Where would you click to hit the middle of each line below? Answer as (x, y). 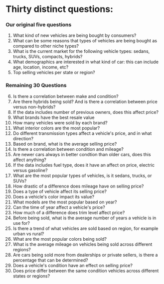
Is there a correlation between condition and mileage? (68, 149)
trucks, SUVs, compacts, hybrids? (48, 57)
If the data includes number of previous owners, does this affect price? (86, 112)
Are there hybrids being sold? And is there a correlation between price (85, 101)
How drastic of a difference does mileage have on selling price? (78, 186)
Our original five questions (39, 25)
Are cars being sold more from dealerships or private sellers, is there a (85, 255)
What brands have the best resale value (54, 117)
